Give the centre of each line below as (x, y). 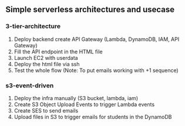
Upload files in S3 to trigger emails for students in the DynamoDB (93, 117)
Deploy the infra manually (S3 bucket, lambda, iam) (76, 98)
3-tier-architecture (33, 26)
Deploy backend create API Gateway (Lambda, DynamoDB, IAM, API (97, 39)
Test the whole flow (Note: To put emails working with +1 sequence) (96, 70)
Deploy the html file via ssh (47, 64)
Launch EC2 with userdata (46, 57)
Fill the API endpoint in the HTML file (58, 52)
